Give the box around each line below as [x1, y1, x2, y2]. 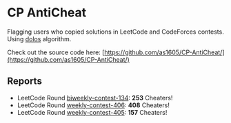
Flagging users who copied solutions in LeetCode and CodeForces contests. [7, 27, 224, 36]
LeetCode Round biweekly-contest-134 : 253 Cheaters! [17, 93, 173, 102]
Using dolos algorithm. [7, 34, 72, 43]
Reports [7, 76, 43, 87]
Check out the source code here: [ [7, 48, 105, 56]
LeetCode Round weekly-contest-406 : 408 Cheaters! [17, 101, 170, 109]
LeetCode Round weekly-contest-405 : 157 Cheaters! [17, 108, 168, 116]
